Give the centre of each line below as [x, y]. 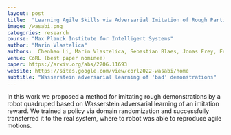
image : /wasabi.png [35, 26]
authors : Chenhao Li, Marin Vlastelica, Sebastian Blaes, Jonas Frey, [112, 52]
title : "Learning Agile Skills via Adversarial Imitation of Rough [107, 20]
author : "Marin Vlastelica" [47, 45]
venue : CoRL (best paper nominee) [57, 58]
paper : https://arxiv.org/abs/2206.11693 [67, 64]
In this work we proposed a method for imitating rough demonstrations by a [114, 97]
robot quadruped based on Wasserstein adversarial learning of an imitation [113, 104]
